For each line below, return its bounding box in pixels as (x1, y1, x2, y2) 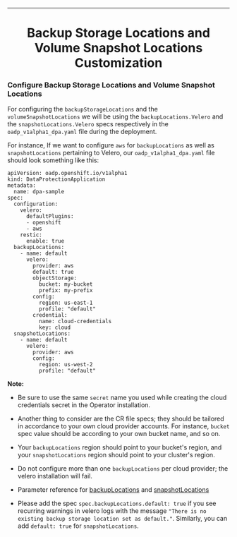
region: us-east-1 (38, 299, 93, 307)
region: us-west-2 (38, 361, 93, 368)
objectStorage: (32, 274, 78, 282)
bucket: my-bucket (38, 281, 93, 288)
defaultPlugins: (25, 213, 74, 220)
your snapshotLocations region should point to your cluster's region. (17, 451, 215, 459)
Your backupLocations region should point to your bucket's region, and (17, 443, 222, 452)
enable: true (25, 238, 65, 245)
